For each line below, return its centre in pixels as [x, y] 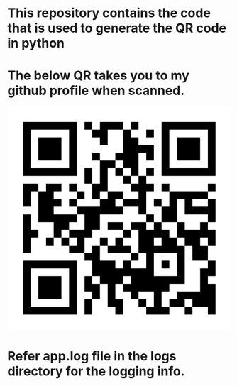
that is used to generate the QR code [117, 28]
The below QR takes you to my [98, 76]
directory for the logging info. [96, 371]
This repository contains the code [109, 13]
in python [36, 43]
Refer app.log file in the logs [92, 357]
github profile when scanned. [96, 91]
